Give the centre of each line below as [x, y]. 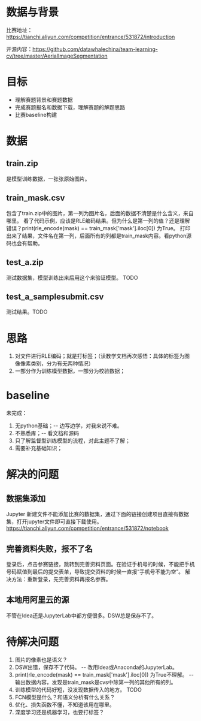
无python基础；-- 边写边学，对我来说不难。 [68, 426]
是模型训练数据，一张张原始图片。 [48, 179]
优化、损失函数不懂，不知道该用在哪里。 [65, 704]
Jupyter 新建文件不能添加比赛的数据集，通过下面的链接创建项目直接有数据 [98, 514]
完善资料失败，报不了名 [49, 549]
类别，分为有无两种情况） [62, 364]
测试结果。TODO [27, 312]
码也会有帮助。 [25, 243]
